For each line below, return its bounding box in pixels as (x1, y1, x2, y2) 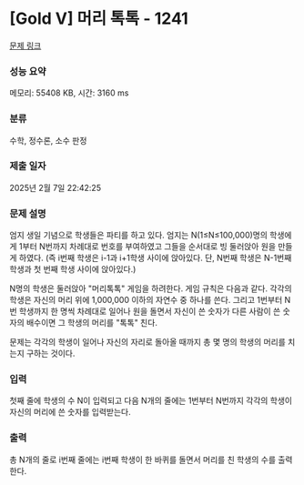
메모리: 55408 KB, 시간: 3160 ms (9, 87, 129, 98)
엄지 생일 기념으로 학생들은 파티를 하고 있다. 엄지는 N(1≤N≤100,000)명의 (9, 229, 269, 241)
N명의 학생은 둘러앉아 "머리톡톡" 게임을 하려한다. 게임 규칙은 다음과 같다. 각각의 (9, 283, 293, 294)
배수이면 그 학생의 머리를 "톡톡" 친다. (25, 318, 157, 328)
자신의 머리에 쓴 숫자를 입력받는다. (9, 407, 131, 418)
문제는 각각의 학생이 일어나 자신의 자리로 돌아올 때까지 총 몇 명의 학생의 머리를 (9, 337, 287, 348)
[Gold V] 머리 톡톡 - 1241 (9, 8, 188, 29)
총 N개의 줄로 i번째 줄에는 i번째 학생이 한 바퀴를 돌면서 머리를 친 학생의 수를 (9, 454, 276, 465)
